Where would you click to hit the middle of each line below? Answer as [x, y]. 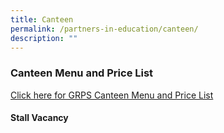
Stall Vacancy [39, 118]
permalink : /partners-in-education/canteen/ [104, 29]
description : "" [44, 38]
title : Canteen [42, 19]
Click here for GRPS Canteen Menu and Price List [112, 95]
